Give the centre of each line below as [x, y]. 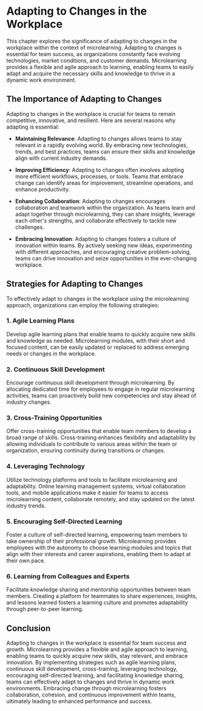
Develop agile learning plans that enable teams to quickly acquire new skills [101, 334]
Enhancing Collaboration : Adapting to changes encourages [90, 201]
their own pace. [26, 561]
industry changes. [29, 402]
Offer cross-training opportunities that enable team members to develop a [99, 431]
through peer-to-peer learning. [45, 609]
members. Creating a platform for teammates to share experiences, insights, [102, 596]
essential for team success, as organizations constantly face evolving [93, 54]
